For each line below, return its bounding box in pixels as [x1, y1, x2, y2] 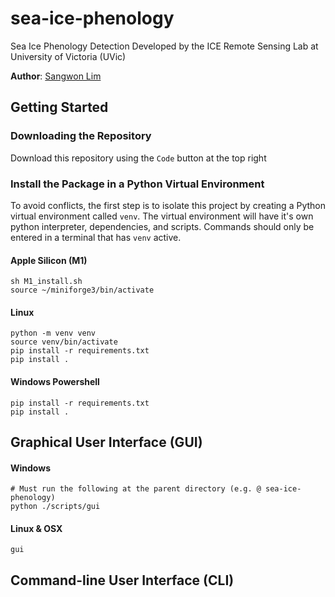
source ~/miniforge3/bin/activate [10, 285, 155, 296]
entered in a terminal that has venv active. [10, 231, 182, 243]
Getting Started [10, 99, 109, 116]
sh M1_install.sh [10, 277, 83, 287]
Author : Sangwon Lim [10, 70, 102, 82]
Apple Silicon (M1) [10, 254, 88, 266]
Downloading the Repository [10, 129, 152, 143]
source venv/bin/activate [10, 337, 118, 347]
